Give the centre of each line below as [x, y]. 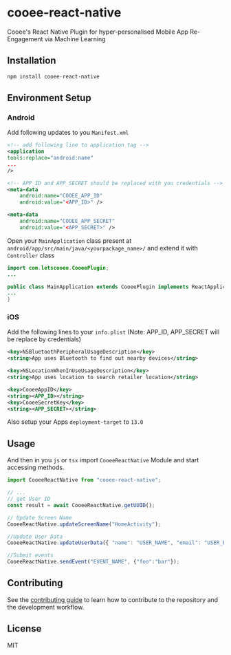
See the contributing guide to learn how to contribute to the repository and [113, 599]
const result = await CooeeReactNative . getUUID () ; [81, 505]
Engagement [25, 39]
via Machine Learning [75, 39]
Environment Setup [49, 98]
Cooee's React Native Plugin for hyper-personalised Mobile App [98, 32]
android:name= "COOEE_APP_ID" [61, 196]
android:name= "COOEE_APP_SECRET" [67, 222]
